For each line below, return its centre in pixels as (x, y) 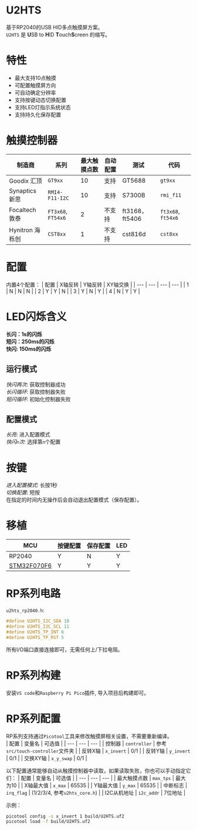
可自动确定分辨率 (35, 92)
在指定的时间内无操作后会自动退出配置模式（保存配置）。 (74, 500)
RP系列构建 (33, 675)
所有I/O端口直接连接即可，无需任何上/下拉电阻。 (64, 649)
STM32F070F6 (30, 566)
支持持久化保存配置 (38, 115)
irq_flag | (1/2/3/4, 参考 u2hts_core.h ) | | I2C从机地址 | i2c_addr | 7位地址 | (96, 792)
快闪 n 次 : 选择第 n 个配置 (33, 442)
